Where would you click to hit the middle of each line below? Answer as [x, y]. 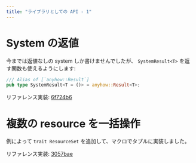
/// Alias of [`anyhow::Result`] [48, 79]
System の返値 [42, 43]
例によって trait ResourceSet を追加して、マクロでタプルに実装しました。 [98, 142]
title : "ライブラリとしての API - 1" [49, 12]
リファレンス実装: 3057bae [40, 154]
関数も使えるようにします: [43, 68]
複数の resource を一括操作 [73, 124]
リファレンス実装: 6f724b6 [39, 97]
